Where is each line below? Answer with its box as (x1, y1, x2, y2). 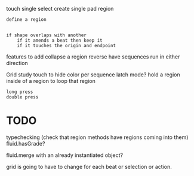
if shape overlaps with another (6, 32, 87, 38)
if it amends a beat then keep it (17, 38, 103, 44)
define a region (6, 17, 47, 23)
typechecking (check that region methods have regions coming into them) (6, 134, 189, 141)
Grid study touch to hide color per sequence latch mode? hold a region (6, 71, 180, 78)
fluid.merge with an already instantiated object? (6, 152, 124, 159)
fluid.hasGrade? (6, 140, 45, 147)
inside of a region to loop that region (6, 78, 96, 84)
